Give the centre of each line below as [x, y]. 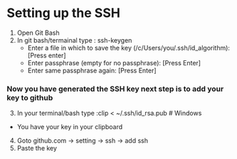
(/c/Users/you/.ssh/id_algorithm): [182, 48]
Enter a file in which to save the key [80, 48]
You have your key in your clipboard [70, 127]
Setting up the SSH [63, 13]
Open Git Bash [38, 33]
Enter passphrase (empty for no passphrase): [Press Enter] [114, 62]
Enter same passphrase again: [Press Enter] [92, 70]
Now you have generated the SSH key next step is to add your [115, 89]
